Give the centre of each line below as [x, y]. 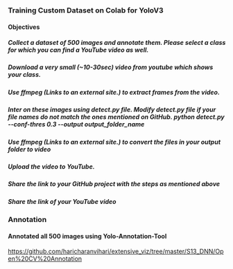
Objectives [24, 27]
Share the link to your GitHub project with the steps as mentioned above [114, 184]
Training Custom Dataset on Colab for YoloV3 [86, 10]
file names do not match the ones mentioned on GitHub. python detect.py [116, 117]
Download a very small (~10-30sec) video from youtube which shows [111, 67]
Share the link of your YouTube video [62, 201]
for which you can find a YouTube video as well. [78, 50]
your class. [24, 75]
